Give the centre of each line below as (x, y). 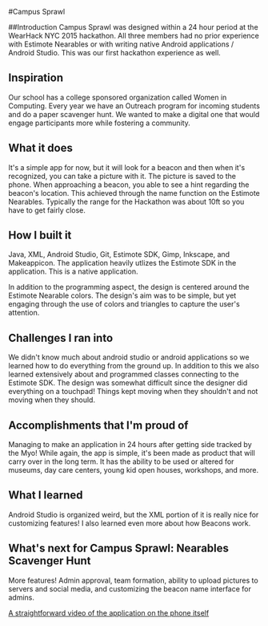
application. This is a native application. (73, 271)
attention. (24, 313)
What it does (41, 148)
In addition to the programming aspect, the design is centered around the (129, 287)
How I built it (40, 236)
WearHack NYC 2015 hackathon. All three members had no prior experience (134, 36)
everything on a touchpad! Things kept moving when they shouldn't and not (133, 392)
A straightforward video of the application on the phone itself (109, 612)
